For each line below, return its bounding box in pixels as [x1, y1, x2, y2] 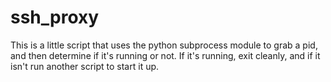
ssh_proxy [10, 6, 100, 29]
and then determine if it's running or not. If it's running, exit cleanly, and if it [10, 49, 321, 61]
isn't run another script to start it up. [10, 60, 160, 72]
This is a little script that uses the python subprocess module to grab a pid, [10, 39, 318, 51]
